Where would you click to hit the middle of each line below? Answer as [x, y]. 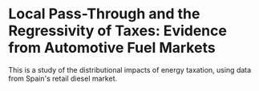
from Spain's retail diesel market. [63, 78]
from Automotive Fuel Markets [112, 48]
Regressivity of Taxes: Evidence [117, 31]
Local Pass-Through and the [104, 14]
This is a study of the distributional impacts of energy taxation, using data [130, 69]
